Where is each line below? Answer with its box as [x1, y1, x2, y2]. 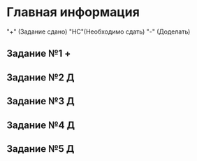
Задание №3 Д [6, 95, 75, 107]
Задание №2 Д [6, 71, 75, 83]
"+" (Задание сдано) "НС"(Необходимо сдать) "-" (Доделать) [6, 27, 191, 36]
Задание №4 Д [6, 119, 75, 131]
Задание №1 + [6, 48, 71, 59]
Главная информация [6, 4, 140, 20]
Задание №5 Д [6, 143, 75, 155]
